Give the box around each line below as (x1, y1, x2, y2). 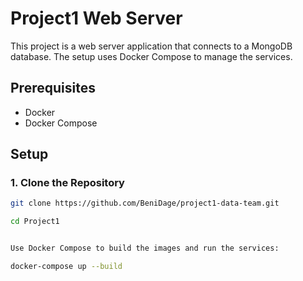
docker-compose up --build (10, 262, 123, 272)
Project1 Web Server (10, 7, 183, 30)
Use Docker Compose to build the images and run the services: (10, 243, 280, 254)
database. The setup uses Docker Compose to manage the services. (10, 50, 293, 62)
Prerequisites (10, 80, 96, 97)
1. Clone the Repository (10, 176, 125, 190)
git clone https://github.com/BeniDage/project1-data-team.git (10, 198, 280, 209)
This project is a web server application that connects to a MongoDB (10, 40, 293, 52)
